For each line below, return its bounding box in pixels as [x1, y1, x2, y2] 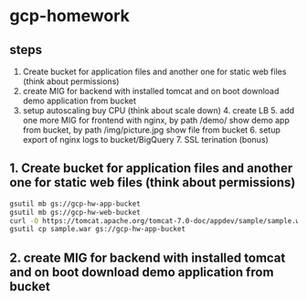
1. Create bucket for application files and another [9, 161, 293, 177]
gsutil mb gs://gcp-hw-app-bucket [9, 198, 142, 209]
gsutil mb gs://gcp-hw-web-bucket [9, 208, 142, 217]
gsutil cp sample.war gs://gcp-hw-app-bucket [9, 225, 185, 234]
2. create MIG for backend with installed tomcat [9, 250, 286, 265]
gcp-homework [9, 5, 131, 27]
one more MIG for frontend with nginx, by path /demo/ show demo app [22, 115, 291, 125]
